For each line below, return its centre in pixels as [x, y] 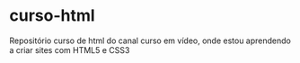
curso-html [53, 16]
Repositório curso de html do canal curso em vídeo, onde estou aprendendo [150, 40]
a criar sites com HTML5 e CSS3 [70, 49]
